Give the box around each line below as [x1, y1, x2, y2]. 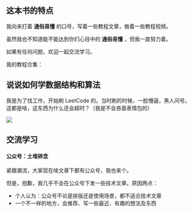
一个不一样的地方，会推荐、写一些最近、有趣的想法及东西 [14, 199, 157, 207]
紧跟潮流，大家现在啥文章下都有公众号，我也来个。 [6, 167, 132, 174]
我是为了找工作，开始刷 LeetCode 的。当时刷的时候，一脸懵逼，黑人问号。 [6, 97, 191, 104]
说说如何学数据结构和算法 [6, 80, 100, 90]
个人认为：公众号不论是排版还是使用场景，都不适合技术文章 [14, 192, 162, 199]
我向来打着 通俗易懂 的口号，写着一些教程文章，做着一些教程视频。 [6, 23, 171, 30]
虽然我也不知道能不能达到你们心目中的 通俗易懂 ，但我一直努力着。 [6, 35, 171, 42]
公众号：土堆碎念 [6, 152, 48, 159]
